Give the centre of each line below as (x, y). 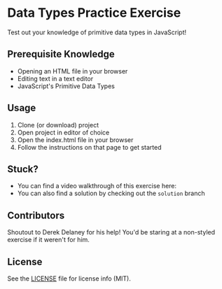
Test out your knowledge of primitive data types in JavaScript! (97, 32)
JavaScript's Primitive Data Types (66, 86)
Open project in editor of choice (63, 132)
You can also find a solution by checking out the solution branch (111, 193)
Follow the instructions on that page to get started (90, 147)
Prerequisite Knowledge (61, 54)
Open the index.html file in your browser (75, 140)
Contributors (36, 215)
